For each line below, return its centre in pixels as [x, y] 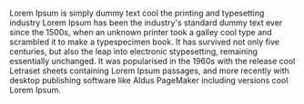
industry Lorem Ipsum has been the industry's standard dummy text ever [146, 23]
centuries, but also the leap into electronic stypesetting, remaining [133, 52]
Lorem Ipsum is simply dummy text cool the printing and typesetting [137, 13]
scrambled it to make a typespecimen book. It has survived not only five [145, 42]
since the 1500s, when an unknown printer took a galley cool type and [141, 32]
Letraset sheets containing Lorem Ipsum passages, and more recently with [149, 71]
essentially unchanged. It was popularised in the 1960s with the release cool [152, 61]
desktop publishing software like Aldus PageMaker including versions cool [149, 80]
